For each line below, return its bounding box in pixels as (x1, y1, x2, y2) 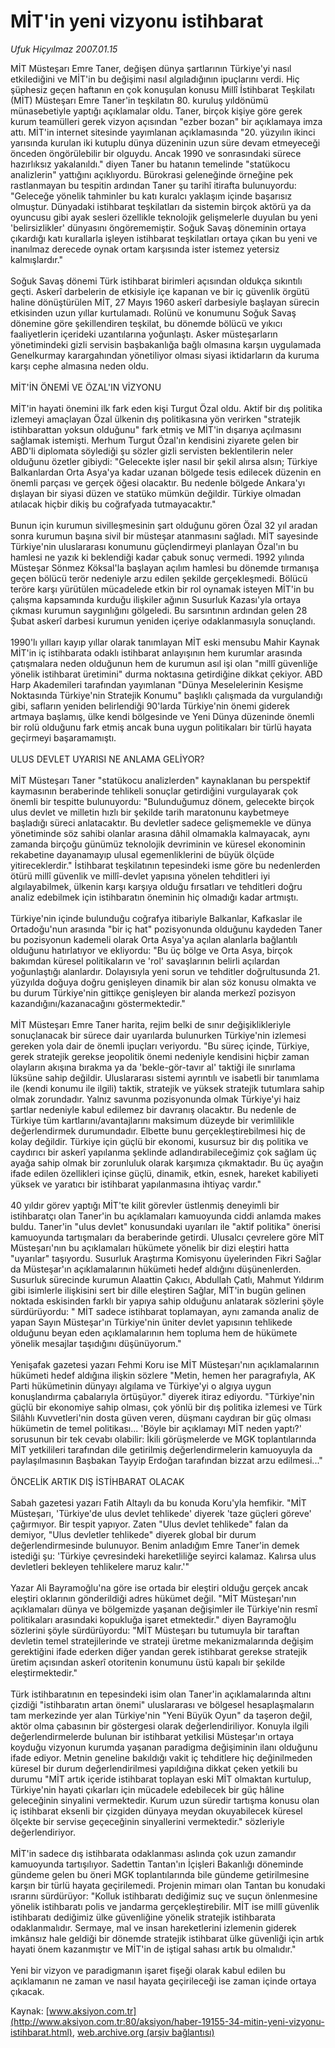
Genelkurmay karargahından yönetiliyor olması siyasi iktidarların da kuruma (10, 349, 320, 361)
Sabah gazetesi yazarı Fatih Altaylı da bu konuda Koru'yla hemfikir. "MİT (10, 1496, 307, 1509)
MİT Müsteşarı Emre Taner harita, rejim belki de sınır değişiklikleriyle (10, 1018, 292, 1030)
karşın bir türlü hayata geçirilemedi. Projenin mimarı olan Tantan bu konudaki (10, 1879, 326, 1891)
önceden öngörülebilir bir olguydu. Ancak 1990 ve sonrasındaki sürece (10, 147, 302, 159)
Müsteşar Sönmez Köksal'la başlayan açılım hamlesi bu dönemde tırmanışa (10, 561, 320, 574)
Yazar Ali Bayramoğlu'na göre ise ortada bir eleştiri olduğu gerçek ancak (10, 1581, 309, 1594)
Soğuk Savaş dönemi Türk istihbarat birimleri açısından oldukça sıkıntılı (10, 275, 303, 287)
